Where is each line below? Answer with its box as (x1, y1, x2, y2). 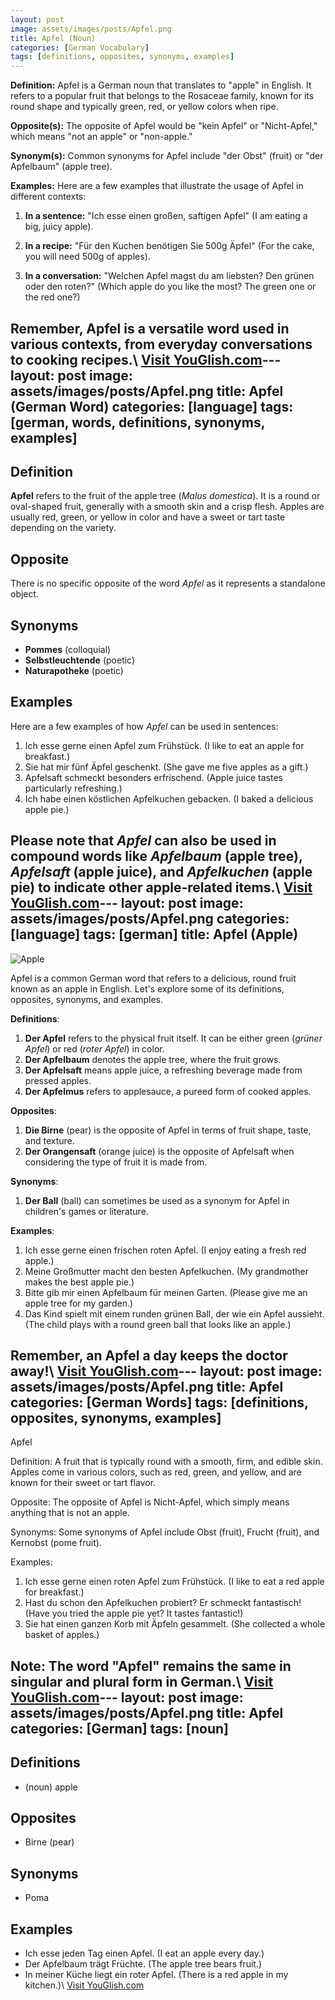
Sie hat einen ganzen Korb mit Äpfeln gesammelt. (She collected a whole (24, 1618, 326, 1630)
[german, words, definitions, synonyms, (10, 414, 266, 431)
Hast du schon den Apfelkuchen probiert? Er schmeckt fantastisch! (24, 1597, 302, 1609)
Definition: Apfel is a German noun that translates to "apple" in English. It (10, 79, 312, 91)
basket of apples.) (24, 1629, 100, 1641)
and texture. (24, 1134, 75, 1146)
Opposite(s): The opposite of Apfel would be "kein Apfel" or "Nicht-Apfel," (10, 120, 318, 132)
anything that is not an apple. (10, 1507, 130, 1519)
